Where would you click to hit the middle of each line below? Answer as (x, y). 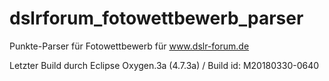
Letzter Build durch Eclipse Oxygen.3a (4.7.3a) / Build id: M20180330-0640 (164, 65)
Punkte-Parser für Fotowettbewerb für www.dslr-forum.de (129, 46)
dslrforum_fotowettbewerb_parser (156, 18)
